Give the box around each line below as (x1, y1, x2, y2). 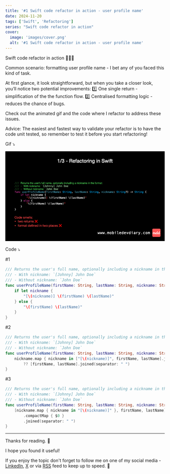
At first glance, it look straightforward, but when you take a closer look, (5, 80, 153, 86)
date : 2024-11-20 (5, 13, 42, 19)
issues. (5, 116, 20, 122)
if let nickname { (14, 288, 53, 293)
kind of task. (5, 70, 31, 76)
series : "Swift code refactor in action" (5, 24, 94, 29)
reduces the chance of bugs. (5, 100, 66, 107)
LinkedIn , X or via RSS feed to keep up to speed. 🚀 (5, 463, 110, 469)
